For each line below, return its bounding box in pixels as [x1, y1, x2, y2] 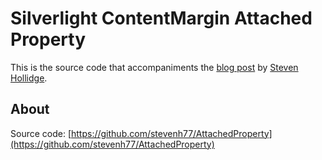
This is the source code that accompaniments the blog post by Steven [10, 61, 299, 73]
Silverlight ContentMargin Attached [10, 7, 313, 30]
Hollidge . [10, 72, 48, 84]
